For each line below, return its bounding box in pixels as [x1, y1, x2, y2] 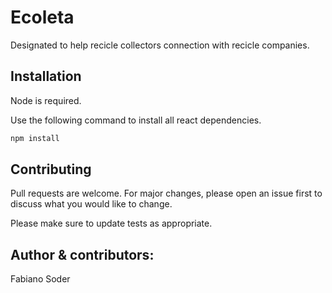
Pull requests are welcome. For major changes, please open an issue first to [10, 187, 323, 200]
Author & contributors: [10, 246, 155, 263]
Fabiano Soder [10, 273, 71, 285]
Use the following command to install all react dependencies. [10, 114, 262, 126]
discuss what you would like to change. [10, 198, 173, 210]
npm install [10, 133, 60, 143]
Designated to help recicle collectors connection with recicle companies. [10, 39, 310, 51]
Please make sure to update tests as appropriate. [10, 217, 213, 230]
